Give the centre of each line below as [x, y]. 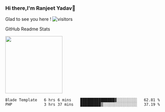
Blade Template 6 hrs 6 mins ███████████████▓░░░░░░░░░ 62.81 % [82, 100]
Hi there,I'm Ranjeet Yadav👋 [40, 8]
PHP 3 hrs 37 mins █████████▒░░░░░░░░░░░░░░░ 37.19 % [82, 105]
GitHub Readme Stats [28, 29]
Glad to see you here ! [28, 19]
